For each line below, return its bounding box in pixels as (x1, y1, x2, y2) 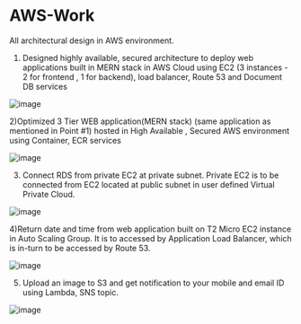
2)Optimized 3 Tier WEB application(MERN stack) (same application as (9, 116, 271, 127)
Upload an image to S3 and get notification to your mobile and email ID (22, 277, 285, 288)
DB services (22, 81, 67, 92)
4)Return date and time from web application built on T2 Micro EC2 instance (9, 223, 292, 234)
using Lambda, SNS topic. (22, 286, 119, 297)
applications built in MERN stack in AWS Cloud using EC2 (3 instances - (22, 62, 288, 73)
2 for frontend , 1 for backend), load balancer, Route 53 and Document (22, 71, 283, 82)
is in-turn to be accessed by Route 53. (9, 242, 151, 253)
